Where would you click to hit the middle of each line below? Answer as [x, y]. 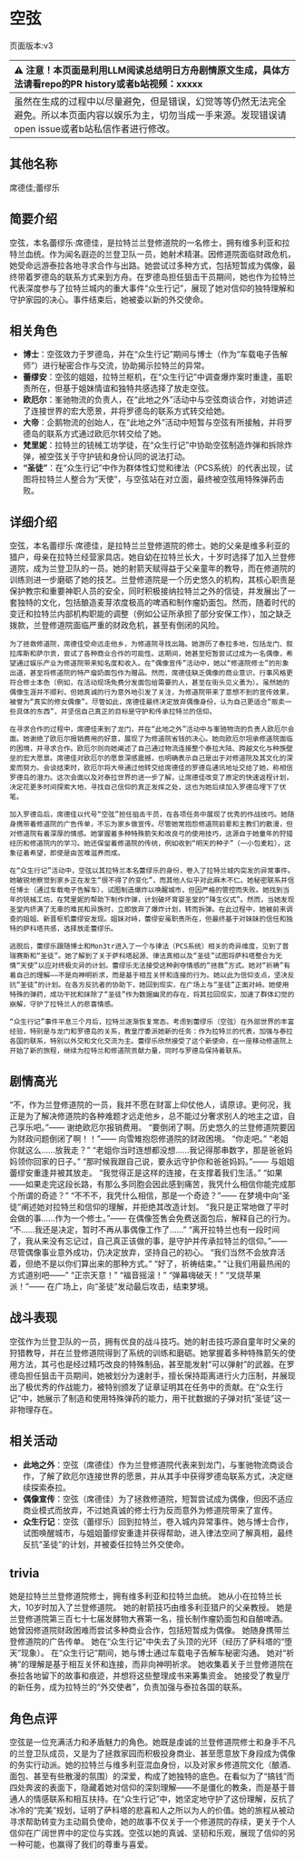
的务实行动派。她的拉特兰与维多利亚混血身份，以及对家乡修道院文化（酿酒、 [152, 1765]
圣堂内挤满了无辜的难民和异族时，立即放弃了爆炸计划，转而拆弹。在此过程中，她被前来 [148, 910]
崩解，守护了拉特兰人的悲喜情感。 [64, 1004]
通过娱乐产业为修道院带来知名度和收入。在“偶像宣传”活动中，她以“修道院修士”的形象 [152, 664]
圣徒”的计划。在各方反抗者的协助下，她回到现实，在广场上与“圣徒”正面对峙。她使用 [155, 985]
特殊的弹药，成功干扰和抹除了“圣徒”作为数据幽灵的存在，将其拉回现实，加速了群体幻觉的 [152, 995]
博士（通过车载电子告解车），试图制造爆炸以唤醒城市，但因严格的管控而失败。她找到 [149, 890]
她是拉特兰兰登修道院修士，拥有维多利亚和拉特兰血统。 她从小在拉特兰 [142, 1596]
